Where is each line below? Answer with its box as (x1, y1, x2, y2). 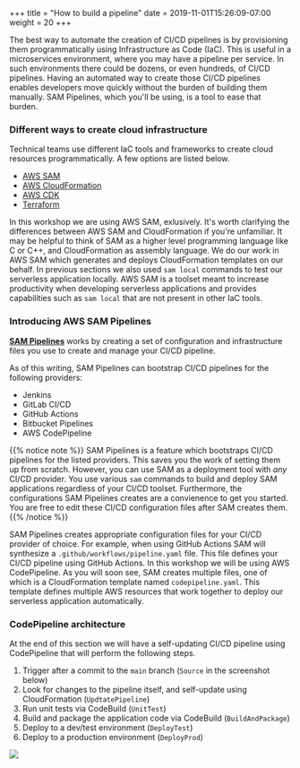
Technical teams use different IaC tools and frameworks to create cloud (9, 143, 273, 155)
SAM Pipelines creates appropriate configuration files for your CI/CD (9, 529, 262, 539)
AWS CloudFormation (21, 180, 102, 191)
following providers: (9, 372, 83, 383)
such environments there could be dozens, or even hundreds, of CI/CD (9, 63, 270, 73)
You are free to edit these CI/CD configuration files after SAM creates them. (9, 502, 288, 513)
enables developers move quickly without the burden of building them (9, 82, 268, 92)
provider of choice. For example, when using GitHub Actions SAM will (9, 538, 266, 549)
